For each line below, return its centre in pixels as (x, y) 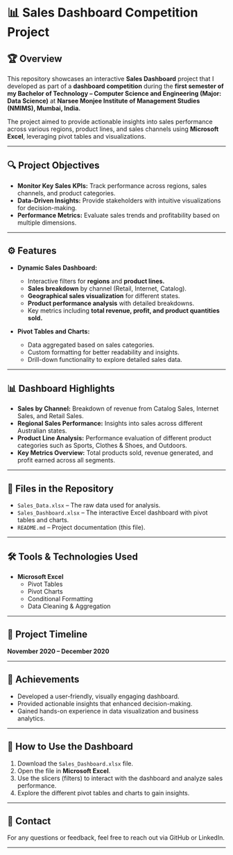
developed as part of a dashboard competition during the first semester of (115, 86)
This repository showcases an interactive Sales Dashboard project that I (111, 79)
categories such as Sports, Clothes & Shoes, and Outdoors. (102, 446)
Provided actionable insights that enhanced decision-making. (105, 703)
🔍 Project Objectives (53, 165)
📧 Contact (29, 821)
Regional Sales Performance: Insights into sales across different (110, 424)
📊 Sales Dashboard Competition (103, 13)
